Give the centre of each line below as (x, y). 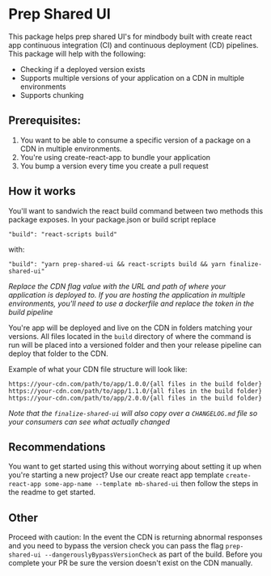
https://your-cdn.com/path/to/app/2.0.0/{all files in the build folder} (135, 398)
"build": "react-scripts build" (63, 234)
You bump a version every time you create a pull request (114, 166)
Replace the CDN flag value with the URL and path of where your (117, 286)
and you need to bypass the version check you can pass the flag (116, 546)
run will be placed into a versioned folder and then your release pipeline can (135, 345)
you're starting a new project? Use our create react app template (116, 475)
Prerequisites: (44, 121)
